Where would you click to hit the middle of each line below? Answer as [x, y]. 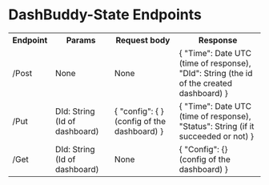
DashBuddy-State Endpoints [105, 15]
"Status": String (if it [217, 126]
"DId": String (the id [216, 73]
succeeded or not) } [217, 136]
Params [81, 40]
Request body [143, 40]
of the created [205, 83]
